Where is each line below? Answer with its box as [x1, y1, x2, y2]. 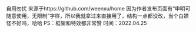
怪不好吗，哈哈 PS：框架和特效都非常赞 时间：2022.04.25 [6, 20, 147, 26]
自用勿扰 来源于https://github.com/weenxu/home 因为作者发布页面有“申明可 [6, 5, 191, 12]
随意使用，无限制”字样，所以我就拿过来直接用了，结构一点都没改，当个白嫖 [6, 12, 190, 19]
